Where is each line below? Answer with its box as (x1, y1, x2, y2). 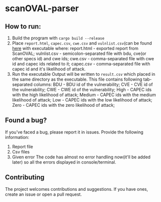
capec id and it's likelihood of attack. (12, 66, 86, 72)
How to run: (5, 22, 41, 31)
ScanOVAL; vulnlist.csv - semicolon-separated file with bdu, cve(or (12, 50, 146, 56)
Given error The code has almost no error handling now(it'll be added (12, 154, 151, 160)
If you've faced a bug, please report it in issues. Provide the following (5, 129, 144, 135)
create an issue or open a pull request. (5, 191, 82, 197)
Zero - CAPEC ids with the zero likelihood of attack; (12, 102, 115, 108)
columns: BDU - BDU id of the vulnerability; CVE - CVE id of (33, 82, 153, 87)
